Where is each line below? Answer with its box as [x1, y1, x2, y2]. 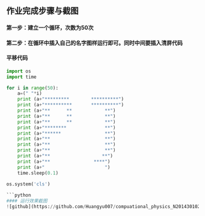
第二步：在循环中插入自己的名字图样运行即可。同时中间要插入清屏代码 [6, 39, 183, 46]
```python [6, 192, 32, 198]
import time [6, 74, 37, 80]
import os [6, 68, 32, 74]
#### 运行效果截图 [6, 198, 48, 204]
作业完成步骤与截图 [6, 5, 79, 16]
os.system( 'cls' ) [6, 181, 51, 187]
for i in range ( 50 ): [6, 85, 59, 91]
